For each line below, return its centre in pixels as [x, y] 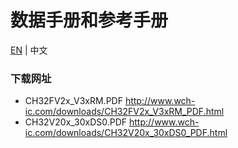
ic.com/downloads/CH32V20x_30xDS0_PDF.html [126, 133]
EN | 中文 [29, 50]
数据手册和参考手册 [89, 20]
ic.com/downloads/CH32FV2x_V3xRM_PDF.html [124, 112]
